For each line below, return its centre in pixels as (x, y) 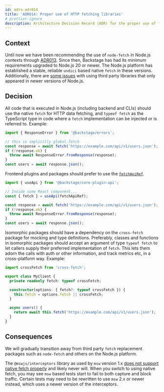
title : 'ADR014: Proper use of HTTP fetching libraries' (64, 14)
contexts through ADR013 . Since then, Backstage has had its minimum (76, 60)
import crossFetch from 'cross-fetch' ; (46, 268)
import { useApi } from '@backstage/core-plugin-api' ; (62, 183)
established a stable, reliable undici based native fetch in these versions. (79, 71)
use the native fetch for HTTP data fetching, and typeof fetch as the (74, 113)
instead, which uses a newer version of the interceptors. (61, 384)
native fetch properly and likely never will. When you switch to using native (80, 368)
